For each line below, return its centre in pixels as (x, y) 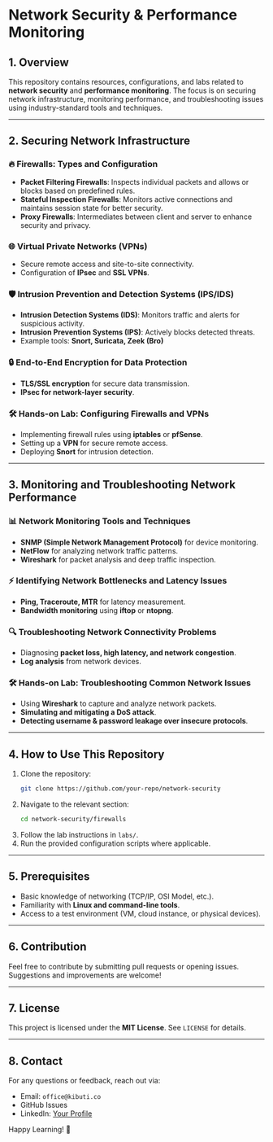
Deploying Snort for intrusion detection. (87, 451)
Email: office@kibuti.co (61, 1096)
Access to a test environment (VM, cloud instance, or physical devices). (141, 913)
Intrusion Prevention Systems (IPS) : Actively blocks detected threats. (138, 332)
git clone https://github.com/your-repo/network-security (120, 789)
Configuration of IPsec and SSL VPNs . (85, 272)
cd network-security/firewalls (73, 820)
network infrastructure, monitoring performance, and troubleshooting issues (136, 99)
